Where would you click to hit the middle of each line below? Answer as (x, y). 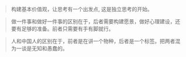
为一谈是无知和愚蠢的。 (39, 48)
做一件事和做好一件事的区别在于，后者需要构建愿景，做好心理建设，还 (96, 22)
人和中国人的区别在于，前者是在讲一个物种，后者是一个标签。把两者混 (96, 41)
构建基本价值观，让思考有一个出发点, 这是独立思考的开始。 (82, 9)
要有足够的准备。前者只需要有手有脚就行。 (62, 29)
